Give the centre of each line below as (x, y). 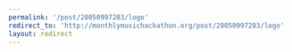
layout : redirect (41, 33)
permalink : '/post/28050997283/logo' (79, 17)
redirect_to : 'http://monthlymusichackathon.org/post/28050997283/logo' (146, 26)
